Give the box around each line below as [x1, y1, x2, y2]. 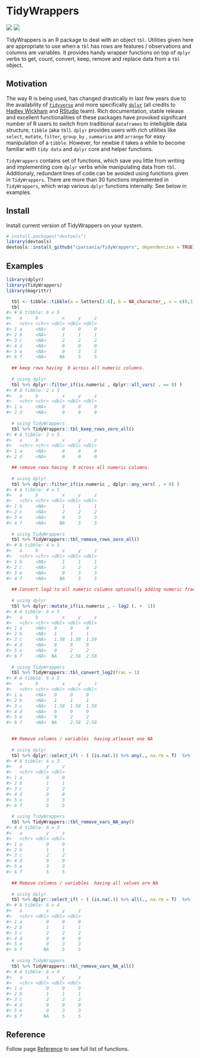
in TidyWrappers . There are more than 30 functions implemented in [6, 176, 169, 183]
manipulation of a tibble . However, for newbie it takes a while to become [6, 139, 186, 146]
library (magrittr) [6, 287, 52, 293]
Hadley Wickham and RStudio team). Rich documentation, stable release [6, 107, 184, 115]
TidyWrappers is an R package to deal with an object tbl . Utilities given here [6, 36, 194, 43]
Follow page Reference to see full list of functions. [6, 1045, 129, 1053]
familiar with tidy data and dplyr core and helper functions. [6, 145, 154, 153]
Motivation [6, 79, 48, 89]
